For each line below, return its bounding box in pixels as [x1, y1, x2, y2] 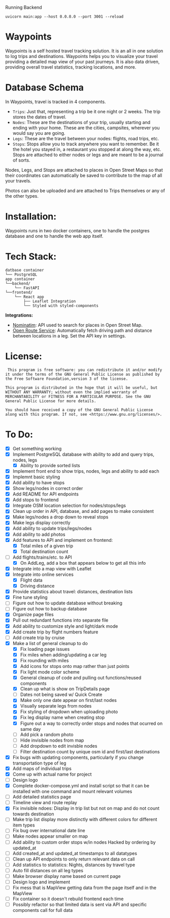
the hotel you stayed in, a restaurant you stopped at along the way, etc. [12, 146, 161, 152]
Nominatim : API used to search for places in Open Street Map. [12, 322, 143, 328]
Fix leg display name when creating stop [20, 714, 105, 721]
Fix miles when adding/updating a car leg [20, 652, 107, 658]
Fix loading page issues [20, 646, 70, 652]
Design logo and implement [12, 879, 71, 885]
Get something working [12, 445, 62, 451]
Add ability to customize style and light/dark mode [12, 623, 118, 629]
